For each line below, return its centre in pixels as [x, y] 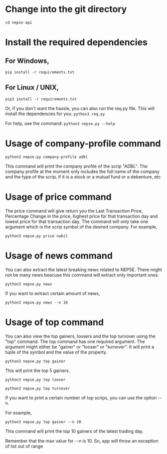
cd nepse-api [19, 22]
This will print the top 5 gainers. [38, 370]
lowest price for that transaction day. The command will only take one [77, 221]
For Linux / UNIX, [32, 88]
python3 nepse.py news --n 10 [37, 302]
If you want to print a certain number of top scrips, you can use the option [81, 397]
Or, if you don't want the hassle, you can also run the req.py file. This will [80, 108]
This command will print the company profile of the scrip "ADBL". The [77, 166]
